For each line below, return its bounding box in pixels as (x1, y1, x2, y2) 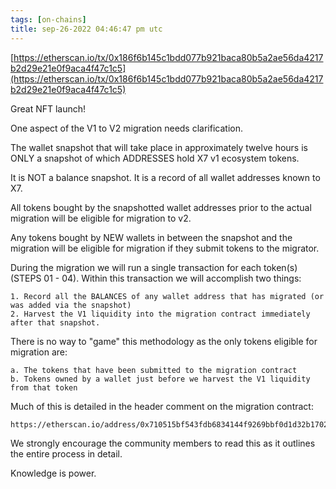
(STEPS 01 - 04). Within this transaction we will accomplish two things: (10, 272, 302, 284)
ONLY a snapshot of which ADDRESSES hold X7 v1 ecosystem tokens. (10, 152, 300, 164)
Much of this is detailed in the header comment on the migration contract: (10, 400, 314, 412)
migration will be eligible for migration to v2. (10, 212, 192, 224)
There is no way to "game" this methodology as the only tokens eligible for (10, 335, 318, 347)
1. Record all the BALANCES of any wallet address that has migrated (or (10, 291, 325, 301)
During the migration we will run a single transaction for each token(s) (10, 261, 298, 273)
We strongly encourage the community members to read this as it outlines (10, 437, 316, 449)
